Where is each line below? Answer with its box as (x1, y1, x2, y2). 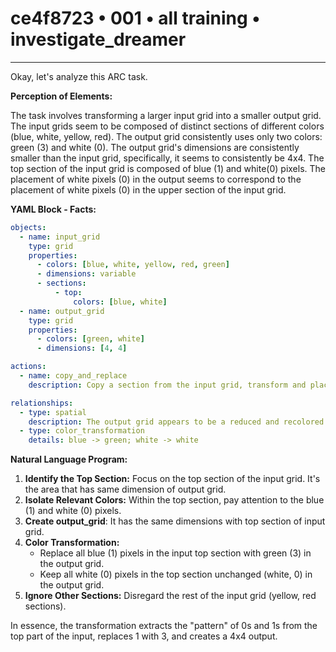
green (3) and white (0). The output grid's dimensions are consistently (10, 141, 300, 153)
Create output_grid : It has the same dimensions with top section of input (24, 515, 326, 527)
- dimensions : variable (36, 269, 137, 279)
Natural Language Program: (10, 453, 128, 466)
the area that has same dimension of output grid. (24, 483, 227, 496)
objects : (10, 222, 47, 232)
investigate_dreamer (10, 28, 187, 51)
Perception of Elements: (10, 90, 113, 102)
